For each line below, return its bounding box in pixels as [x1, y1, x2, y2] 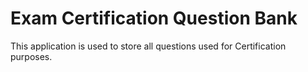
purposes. [10, 50, 53, 62]
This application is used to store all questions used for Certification [10, 40, 287, 52]
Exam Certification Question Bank [10, 7, 298, 30]
